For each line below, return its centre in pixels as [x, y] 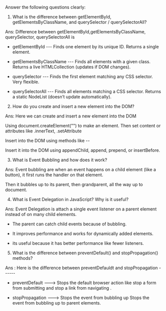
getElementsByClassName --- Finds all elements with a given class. [81, 61]
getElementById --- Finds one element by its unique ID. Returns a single [85, 47]
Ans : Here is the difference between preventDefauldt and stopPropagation [82, 268]
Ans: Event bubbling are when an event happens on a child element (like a [81, 169]
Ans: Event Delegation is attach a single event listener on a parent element [81, 209]
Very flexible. [26, 82]
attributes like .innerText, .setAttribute [43, 131]
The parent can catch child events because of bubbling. [69, 224]
